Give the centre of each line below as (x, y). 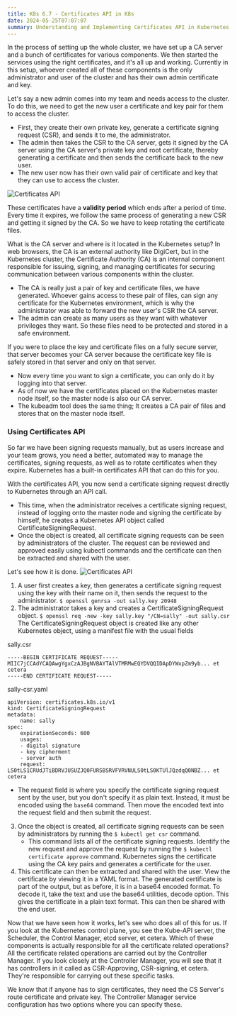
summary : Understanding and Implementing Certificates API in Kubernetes (118, 27)
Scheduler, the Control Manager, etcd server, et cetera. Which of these (110, 938)
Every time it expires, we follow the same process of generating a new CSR (117, 215)
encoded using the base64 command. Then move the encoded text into (121, 805)
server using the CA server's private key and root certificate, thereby (118, 150)
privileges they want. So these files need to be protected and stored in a (123, 326)
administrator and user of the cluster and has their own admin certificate (113, 77)
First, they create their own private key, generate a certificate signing (118, 128)
